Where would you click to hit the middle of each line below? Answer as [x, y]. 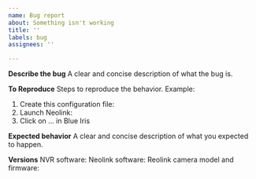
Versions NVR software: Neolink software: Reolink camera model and [121, 160]
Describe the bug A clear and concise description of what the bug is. [121, 74]
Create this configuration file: [67, 104]
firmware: [24, 168]
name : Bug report [37, 15]
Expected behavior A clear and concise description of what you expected [128, 136]
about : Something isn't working [61, 23]
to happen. [26, 144]
